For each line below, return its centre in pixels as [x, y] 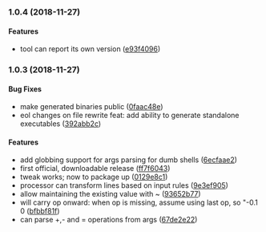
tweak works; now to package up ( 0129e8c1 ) [94, 177]
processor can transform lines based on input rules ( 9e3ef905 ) [124, 185]
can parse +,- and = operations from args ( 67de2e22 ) [109, 220]
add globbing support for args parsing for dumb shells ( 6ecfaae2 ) [129, 160]
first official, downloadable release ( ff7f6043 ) [95, 169]
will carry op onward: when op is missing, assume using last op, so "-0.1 [139, 202]
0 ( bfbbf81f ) [40, 211]
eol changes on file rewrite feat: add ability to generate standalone [129, 116]
